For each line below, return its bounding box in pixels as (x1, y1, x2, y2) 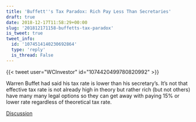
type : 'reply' (11, 47, 46, 53)
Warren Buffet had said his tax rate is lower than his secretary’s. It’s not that (6, 80, 188, 87)
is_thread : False (11, 52, 54, 58)
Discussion (6, 110, 33, 117)
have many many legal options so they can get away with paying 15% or (6, 92, 180, 99)
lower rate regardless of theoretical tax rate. (6, 98, 112, 106)
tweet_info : (6, 36, 35, 42)
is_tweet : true (6, 30, 43, 36)
